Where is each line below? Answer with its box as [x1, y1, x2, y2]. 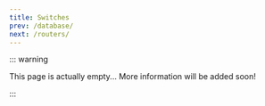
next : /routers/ [9, 29, 70, 38]
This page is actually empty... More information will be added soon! [9, 71, 256, 82]
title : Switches [9, 12, 70, 22]
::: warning [9, 54, 49, 65]
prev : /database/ [9, 21, 74, 30]
